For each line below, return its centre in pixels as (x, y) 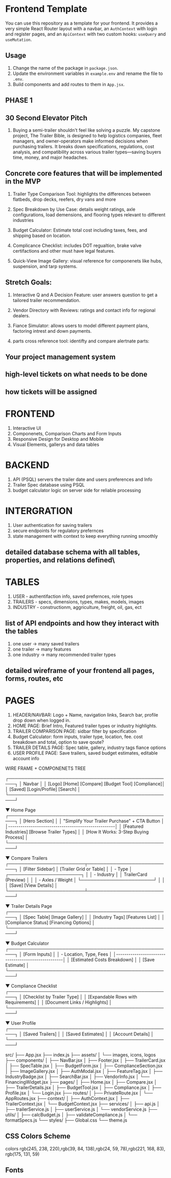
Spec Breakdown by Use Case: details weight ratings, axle (74, 209)
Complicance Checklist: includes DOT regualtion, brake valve (77, 245)
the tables (22, 631)
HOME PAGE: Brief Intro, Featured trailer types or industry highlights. (85, 726)
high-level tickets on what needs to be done (76, 374)
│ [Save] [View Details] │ (31, 885)
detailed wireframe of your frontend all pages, (80, 671)
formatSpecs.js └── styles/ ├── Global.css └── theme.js (66, 1120)
